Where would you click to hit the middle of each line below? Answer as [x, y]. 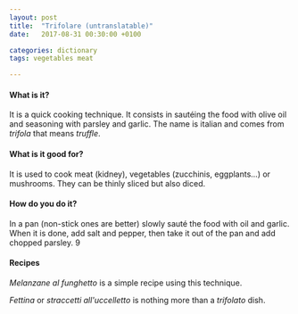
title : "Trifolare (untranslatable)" [81, 26]
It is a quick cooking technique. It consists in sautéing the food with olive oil [148, 115]
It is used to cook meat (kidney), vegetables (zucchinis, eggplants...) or [140, 174]
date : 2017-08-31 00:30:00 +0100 [75, 34]
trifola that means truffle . [55, 134]
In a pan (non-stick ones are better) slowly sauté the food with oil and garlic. [149, 223]
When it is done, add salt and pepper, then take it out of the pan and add [143, 233]
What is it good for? [46, 153]
